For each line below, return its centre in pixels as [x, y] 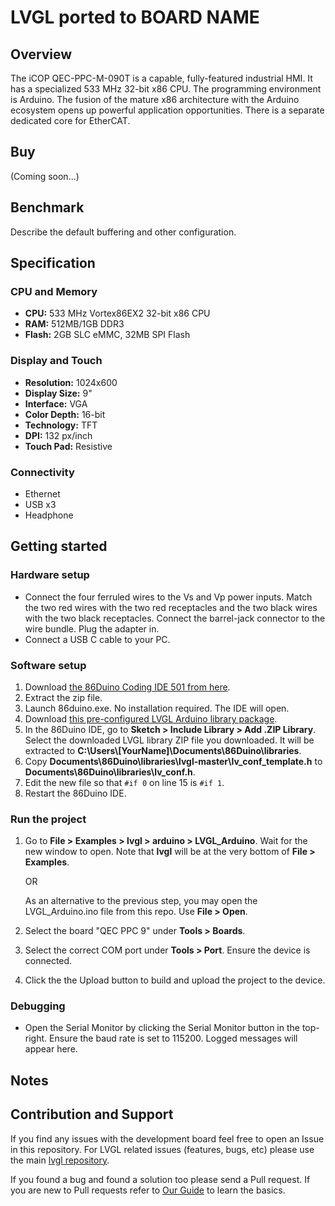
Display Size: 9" [58, 393]
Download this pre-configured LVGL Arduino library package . [151, 718]
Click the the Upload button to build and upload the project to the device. [175, 980]
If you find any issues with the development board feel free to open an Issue [167, 1138]
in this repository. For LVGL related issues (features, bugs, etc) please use [162, 1149]
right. [36, 1038]
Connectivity [42, 472]
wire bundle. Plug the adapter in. [92, 628]
